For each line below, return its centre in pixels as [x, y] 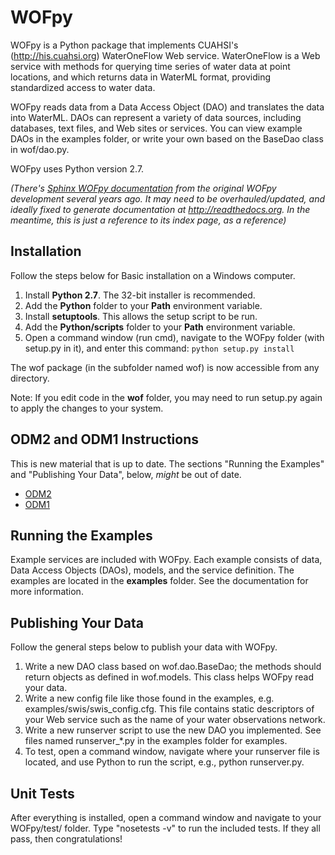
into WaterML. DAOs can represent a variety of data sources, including [156, 117]
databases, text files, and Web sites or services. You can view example [156, 128]
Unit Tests [42, 793]
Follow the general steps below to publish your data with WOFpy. [144, 647]
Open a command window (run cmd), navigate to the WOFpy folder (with [174, 337]
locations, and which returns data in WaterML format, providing [141, 77]
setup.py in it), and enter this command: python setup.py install [159, 348]
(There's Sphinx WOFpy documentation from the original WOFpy [143, 188]
